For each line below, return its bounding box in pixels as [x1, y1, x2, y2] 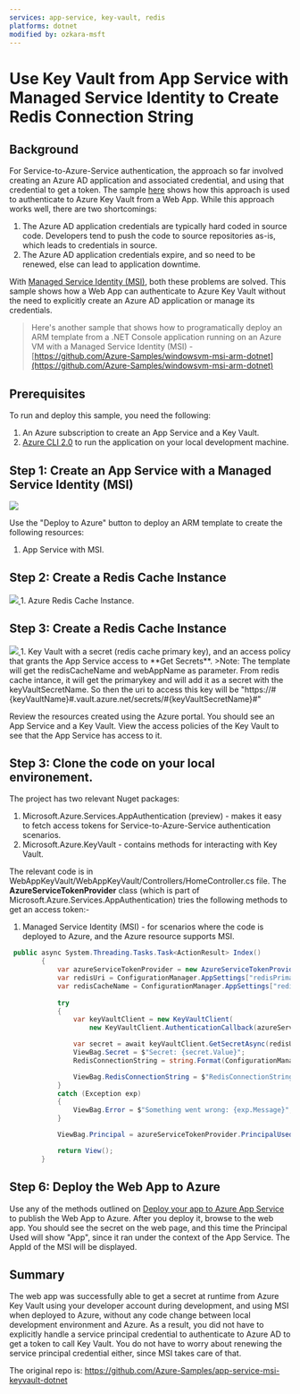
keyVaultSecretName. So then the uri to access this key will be [9, 684, 239, 695]
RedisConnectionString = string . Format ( [72, 1056, 226, 1065]
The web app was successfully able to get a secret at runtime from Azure [9, 1291, 279, 1302]
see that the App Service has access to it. [9, 730, 162, 740]
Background [9, 141, 79, 157]
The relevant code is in [9, 866, 94, 877]
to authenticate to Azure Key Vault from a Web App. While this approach [9, 194, 275, 205]
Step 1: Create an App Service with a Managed [9, 463, 272, 478]
